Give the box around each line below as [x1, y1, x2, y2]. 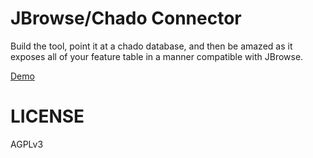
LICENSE [10, 105, 85, 128]
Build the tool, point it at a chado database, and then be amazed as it [10, 40, 293, 52]
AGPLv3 [10, 138, 44, 150]
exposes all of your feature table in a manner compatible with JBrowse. [10, 50, 304, 62]
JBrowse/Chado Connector [10, 7, 242, 30]
